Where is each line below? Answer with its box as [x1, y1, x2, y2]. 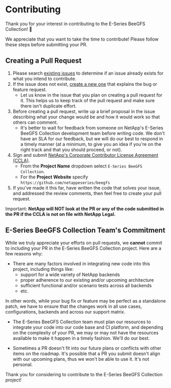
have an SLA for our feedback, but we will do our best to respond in [20, 135, 163, 142]
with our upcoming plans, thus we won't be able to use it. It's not [12, 356, 149, 362]
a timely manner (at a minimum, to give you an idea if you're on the [20, 141, 161, 147]
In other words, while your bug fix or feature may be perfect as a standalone [5, 298, 166, 304]
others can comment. [12, 119, 58, 125]
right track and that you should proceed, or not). [20, 146, 122, 153]
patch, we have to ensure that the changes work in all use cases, [5, 303, 142, 309]
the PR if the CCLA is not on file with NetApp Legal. [5, 211, 116, 217]
